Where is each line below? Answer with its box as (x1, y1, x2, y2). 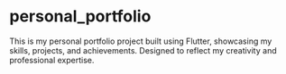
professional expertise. (9, 54, 95, 65)
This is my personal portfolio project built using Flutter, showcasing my (9, 36, 272, 46)
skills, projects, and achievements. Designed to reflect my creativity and (9, 45, 277, 55)
